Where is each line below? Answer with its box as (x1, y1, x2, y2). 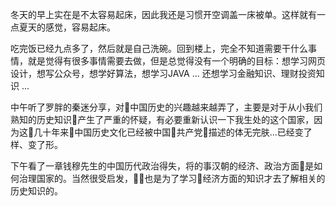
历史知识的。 (10, 185, 63, 197)
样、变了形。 (10, 139, 63, 150)
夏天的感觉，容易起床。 (18, 21, 116, 33)
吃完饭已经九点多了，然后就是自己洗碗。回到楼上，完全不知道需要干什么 (10, 43, 308, 54)
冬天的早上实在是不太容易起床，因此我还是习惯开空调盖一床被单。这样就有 (10, 9, 317, 20)
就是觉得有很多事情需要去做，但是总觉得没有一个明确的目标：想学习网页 (27, 55, 326, 67)
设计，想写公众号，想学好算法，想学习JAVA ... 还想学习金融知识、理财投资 (10, 68, 317, 79)
